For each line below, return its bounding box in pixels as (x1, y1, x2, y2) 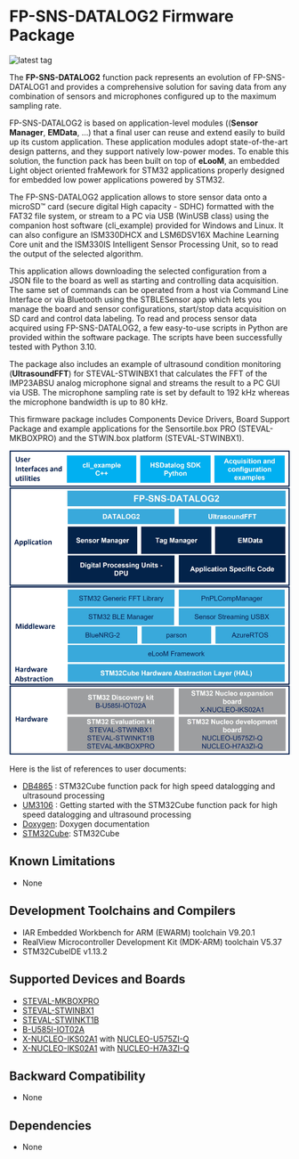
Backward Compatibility (9, 1068, 146, 1083)
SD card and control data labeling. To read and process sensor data (9, 313, 257, 323)
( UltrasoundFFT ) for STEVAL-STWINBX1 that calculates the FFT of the (9, 368, 268, 379)
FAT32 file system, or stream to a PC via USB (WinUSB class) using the (9, 210, 270, 221)
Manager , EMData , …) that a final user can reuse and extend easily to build (9, 127, 286, 137)
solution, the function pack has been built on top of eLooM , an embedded (9, 155, 280, 166)
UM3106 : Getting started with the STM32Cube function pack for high (21, 800, 279, 811)
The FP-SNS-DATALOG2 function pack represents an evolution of (9, 71, 252, 82)
